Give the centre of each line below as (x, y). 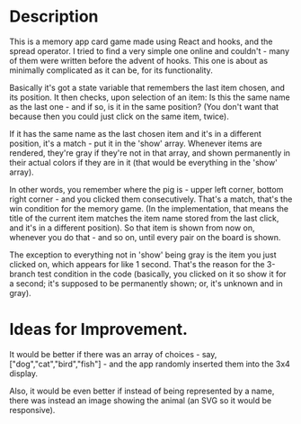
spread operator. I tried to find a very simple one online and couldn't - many (150, 50)
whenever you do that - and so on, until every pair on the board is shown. (145, 237)
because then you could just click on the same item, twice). (119, 116)
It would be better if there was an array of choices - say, (113, 354)
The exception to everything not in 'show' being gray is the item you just (143, 255)
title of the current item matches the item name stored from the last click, (144, 218)
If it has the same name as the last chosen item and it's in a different (136, 133)
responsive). (32, 410)
